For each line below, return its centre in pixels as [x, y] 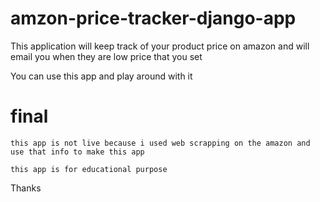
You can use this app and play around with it [101, 76]
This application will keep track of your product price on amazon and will [160, 46]
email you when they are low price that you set [106, 56]
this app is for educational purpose [89, 169]
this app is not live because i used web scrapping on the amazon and [160, 143]
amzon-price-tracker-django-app [153, 18]
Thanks [26, 188]
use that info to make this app [77, 152]
